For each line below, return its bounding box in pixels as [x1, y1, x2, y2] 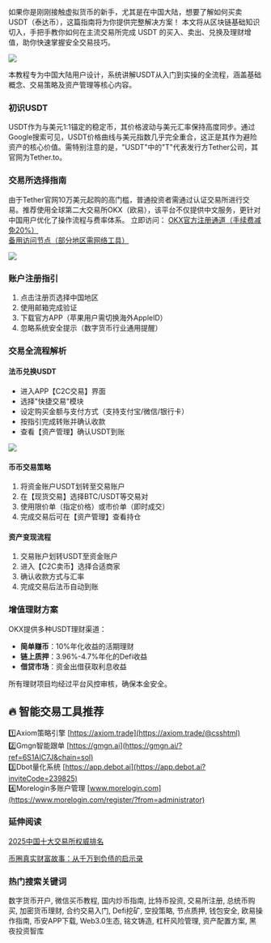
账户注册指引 [8, 272, 59, 284]
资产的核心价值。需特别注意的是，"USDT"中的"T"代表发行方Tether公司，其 [8, 143, 259, 152]
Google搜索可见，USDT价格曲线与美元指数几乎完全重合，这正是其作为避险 [8, 132, 257, 142]
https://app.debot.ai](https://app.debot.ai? [65, 762, 206, 771]
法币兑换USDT [8, 367, 57, 377]
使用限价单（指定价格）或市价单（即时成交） [19, 501, 170, 512]
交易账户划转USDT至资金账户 [19, 552, 118, 561]
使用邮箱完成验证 [19, 302, 78, 312]
